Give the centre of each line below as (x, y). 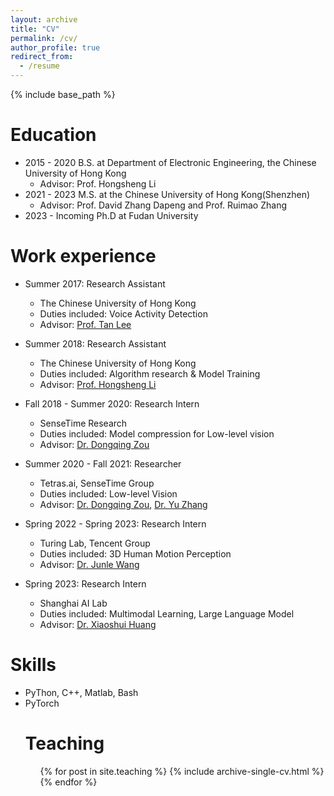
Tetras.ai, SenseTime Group (97, 483)
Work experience (83, 256)
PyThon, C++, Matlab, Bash (81, 692)
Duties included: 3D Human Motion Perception (135, 553)
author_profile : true (55, 47)
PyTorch (42, 703)
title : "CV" (35, 29)
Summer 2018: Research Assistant (95, 343)
